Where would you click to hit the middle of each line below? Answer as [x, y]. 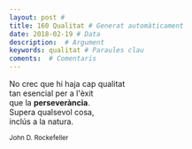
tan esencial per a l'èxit [51, 93]
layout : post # [37, 17]
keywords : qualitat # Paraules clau [77, 51]
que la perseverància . [50, 102]
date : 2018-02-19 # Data [55, 34]
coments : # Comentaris [53, 59]
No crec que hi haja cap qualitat [67, 84]
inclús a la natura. [41, 122]
